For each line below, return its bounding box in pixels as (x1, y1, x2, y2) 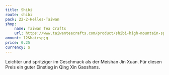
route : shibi (5, 12, 33, 17)
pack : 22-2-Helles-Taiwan (5, 17, 59, 22)
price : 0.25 (5, 40, 30, 45)
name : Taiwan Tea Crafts (14, 26, 66, 31)
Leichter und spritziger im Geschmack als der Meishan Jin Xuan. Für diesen (5, 58, 162, 64)
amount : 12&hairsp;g (5, 36, 49, 41)
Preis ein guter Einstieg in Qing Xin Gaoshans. (5, 64, 100, 70)
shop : (5, 21, 17, 27)
